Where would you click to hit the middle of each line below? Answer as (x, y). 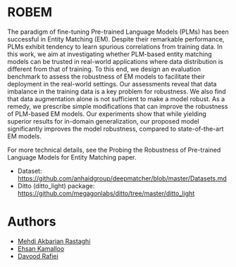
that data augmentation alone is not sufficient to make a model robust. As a (116, 98)
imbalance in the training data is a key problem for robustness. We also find (117, 91)
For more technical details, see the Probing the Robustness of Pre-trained (114, 150)
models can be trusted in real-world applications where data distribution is (115, 61)
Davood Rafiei (38, 256)
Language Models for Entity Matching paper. (72, 157)
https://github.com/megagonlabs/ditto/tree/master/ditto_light (106, 193)
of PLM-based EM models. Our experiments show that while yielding (107, 114)
